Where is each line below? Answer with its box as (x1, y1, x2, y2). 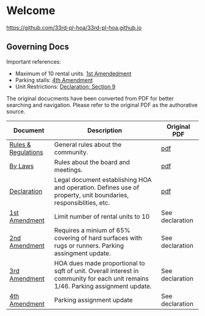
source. (6, 108, 26, 115)
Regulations (9, 148, 44, 156)
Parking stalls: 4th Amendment (15, 76, 93, 83)
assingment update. (54, 249, 111, 257)
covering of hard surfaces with (54, 233, 142, 242)
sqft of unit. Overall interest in (54, 266, 139, 275)
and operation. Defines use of (54, 183, 139, 192)
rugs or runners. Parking (54, 241, 124, 250)
